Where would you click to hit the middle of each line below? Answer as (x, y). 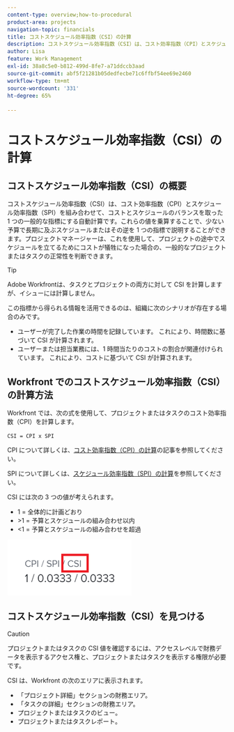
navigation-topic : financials (51, 29)
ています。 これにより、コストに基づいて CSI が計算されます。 (107, 358)
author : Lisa (26, 52)
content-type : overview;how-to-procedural (70, 15)
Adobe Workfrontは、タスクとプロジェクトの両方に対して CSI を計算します (115, 284)
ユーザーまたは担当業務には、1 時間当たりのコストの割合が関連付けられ (120, 349)
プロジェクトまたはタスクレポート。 (69, 721)
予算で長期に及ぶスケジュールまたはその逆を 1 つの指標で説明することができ (117, 230)
